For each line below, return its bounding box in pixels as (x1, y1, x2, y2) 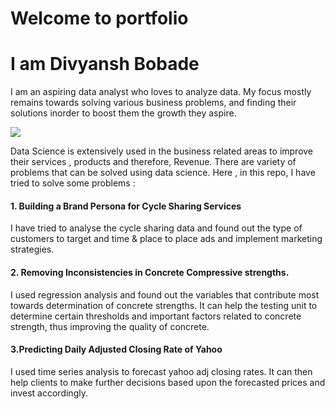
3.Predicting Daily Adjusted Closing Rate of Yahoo (10, 343, 223, 356)
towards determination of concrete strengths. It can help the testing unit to (10, 299, 318, 311)
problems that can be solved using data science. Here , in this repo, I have (10, 167, 316, 179)
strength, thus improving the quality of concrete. (10, 320, 210, 332)
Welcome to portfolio (10, 7, 189, 30)
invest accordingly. (10, 387, 88, 399)
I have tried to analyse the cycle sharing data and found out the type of (10, 222, 303, 234)
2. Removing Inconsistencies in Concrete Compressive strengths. (10, 266, 290, 278)
